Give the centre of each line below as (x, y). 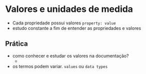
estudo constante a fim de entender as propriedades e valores (77, 28)
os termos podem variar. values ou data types (60, 66)
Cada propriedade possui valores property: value (64, 23)
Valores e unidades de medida (69, 9)
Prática (17, 44)
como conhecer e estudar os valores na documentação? (70, 56)
